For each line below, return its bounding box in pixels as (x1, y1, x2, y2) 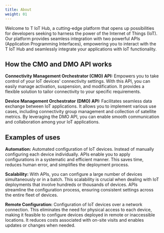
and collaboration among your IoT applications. (5, 119, 100, 125)
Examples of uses (5, 133, 60, 141)
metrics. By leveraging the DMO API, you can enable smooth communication (5, 114, 160, 120)
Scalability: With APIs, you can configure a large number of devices (5, 171, 142, 177)
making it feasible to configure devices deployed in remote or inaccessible (5, 212, 155, 218)
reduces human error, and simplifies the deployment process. (5, 162, 129, 168)
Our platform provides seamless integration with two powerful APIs (5, 35, 141, 42)
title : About (5, 7, 32, 12)
